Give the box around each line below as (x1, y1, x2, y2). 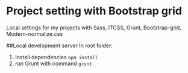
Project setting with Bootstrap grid (6, 4, 183, 18)
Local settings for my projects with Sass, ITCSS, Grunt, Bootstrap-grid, (6, 24, 182, 31)
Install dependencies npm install (14, 53, 98, 60)
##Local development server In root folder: (6, 42, 113, 49)
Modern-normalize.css (6, 30, 63, 37)
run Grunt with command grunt (14, 60, 92, 67)
